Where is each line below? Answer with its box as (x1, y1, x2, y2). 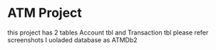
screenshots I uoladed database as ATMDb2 (7, 35, 138, 44)
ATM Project (7, 5, 82, 21)
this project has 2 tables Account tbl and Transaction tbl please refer (7, 28, 209, 37)
